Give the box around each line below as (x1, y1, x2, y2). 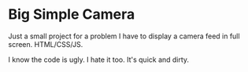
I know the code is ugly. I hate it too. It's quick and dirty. (8, 55, 190, 64)
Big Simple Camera (8, 5, 135, 23)
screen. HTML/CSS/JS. (8, 39, 83, 49)
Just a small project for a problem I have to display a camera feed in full (8, 31, 240, 41)
